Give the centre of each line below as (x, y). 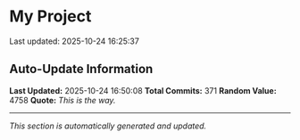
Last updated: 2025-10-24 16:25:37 (75, 41)
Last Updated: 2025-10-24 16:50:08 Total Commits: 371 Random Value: (143, 90)
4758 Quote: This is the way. (62, 100)
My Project (50, 16)
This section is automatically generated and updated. (108, 126)
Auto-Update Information (81, 69)
